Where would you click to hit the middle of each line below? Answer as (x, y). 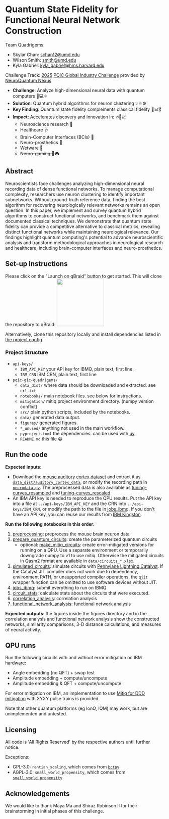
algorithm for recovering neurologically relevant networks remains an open (82, 205)
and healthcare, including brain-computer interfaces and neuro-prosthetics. (84, 248)
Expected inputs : (23, 467)
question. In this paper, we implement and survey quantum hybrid (73, 210)
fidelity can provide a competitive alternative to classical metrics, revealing (82, 226)
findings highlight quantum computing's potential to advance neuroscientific (84, 237)
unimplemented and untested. (36, 714)
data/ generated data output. (50, 417)
